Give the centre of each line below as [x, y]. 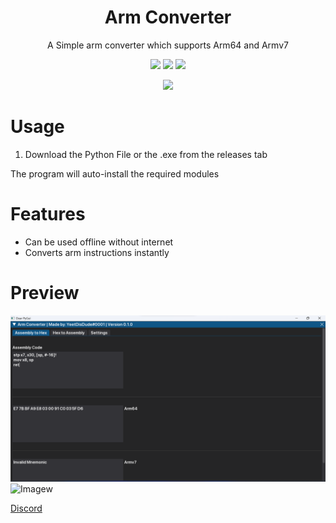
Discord [26, 508]
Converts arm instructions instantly [97, 252]
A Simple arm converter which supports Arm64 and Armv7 [168, 45]
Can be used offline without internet [99, 242]
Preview [45, 293]
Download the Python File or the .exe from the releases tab [146, 154]
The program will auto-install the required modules [115, 173]
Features [48, 214]
